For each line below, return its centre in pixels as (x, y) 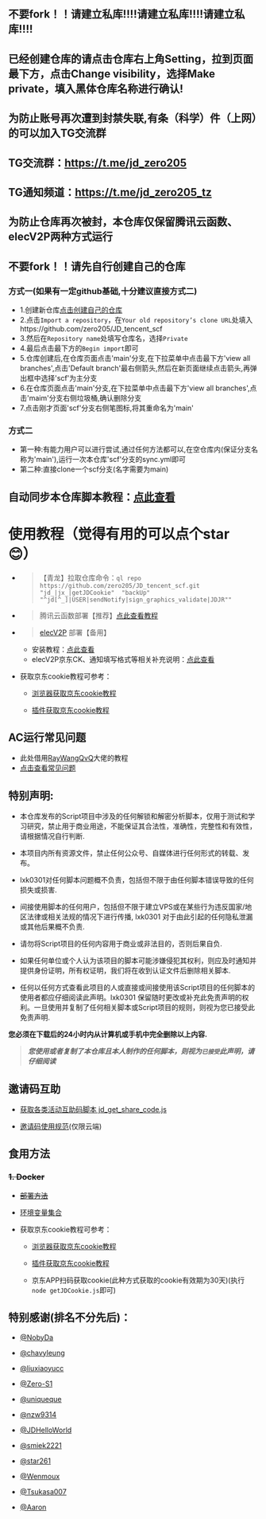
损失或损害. (38, 890)
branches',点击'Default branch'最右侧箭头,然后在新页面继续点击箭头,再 (135, 368)
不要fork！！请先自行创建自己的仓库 (97, 266)
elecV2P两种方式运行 (61, 237)
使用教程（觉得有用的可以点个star (119, 534)
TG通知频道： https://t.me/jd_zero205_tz (110, 192)
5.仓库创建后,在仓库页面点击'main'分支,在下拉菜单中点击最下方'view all (135, 358)
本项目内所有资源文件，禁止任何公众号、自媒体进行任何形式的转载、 (131, 853)
